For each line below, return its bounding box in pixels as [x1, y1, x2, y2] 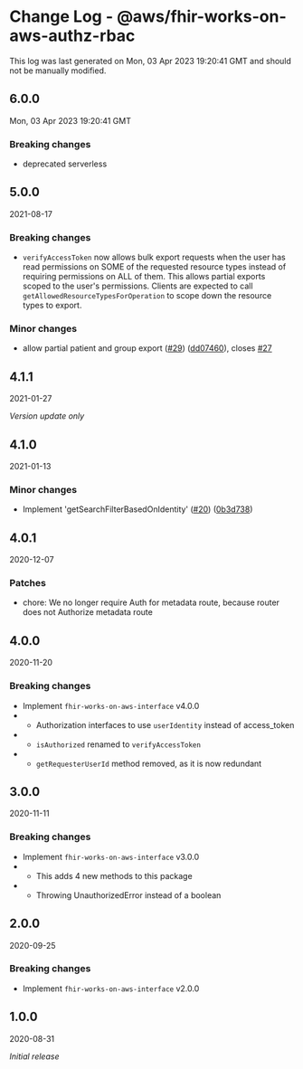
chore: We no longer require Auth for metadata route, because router [22, 597, 280, 608]
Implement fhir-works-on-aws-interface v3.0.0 [22, 851, 200, 862]
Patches [9, 577, 47, 590]
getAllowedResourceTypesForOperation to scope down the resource [22, 290, 272, 301]
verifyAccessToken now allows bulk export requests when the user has [22, 251, 287, 263]
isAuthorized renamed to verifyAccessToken [35, 739, 202, 750]
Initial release [9, 1051, 60, 1062]
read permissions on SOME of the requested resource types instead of [22, 261, 287, 272]
